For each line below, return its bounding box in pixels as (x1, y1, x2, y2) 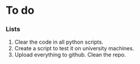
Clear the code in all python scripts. (14, 38, 104, 45)
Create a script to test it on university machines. (14, 45, 135, 52)
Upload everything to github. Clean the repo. (14, 51, 126, 59)
